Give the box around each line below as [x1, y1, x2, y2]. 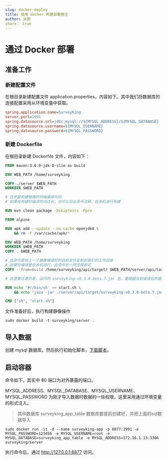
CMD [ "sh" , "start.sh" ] [5, 299, 55, 304]
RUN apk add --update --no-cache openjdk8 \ [5, 226, 99, 231]
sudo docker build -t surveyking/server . [5, 318, 94, 323]
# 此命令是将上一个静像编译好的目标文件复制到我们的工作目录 [5, 258, 113, 263]
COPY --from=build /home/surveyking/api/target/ [5, 267, 108, 272]
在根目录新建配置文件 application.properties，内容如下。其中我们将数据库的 [5, 94, 161, 100]
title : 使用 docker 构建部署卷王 [5, 12, 69, 17]
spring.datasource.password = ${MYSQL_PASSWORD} [5, 128, 103, 133]
